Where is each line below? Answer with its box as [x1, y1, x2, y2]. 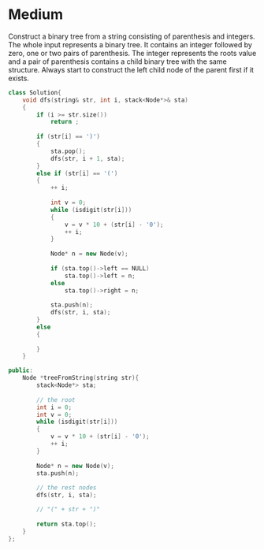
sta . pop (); [50, 147, 87, 155]
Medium [8, 6, 63, 24]
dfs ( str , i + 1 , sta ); [50, 154, 125, 162]
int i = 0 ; [36, 403, 73, 411]
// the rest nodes [36, 484, 97, 492]
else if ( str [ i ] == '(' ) [36, 169, 118, 177]
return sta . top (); [36, 520, 97, 528]
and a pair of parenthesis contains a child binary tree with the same [8, 57, 227, 66]
